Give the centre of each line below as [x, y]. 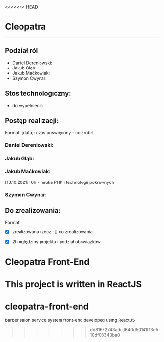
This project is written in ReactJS [73, 284]
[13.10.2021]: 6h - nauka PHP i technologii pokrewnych [60, 182]
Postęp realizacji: [32, 121]
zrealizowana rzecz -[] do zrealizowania [52, 232]
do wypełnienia [27, 105]
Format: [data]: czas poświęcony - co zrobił [49, 133]
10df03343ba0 [105, 335]
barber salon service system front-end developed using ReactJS [70, 320]
